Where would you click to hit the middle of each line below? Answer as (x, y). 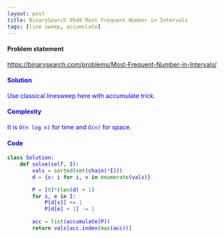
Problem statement (35, 49)
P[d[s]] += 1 (63, 203)
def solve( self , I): (49, 164)
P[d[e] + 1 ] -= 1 (70, 209)
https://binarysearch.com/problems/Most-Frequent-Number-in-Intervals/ (112, 64)
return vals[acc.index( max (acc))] (82, 228)
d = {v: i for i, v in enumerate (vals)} (91, 177)
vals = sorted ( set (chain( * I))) (78, 170)
